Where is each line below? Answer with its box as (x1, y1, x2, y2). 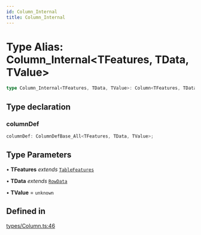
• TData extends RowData (6, 177, 68, 184)
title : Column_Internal (6, 14, 66, 20)
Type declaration (6, 102, 71, 112)
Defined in (6, 206, 46, 216)
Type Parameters (6, 150, 72, 160)
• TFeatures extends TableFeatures (6, 166, 95, 173)
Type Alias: (6, 40, 64, 54)
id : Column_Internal (6, 8, 58, 15)
